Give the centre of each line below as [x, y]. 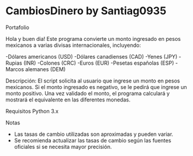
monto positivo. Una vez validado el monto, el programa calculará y [88, 93]
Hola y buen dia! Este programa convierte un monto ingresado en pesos [93, 39]
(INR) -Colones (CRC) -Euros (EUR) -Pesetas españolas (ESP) [99, 63]
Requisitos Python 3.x [32, 111]
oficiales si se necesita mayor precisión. [63, 147]
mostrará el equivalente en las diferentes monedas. [68, 100]
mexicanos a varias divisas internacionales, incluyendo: [73, 45]
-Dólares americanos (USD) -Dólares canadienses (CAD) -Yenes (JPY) [91, 56]
